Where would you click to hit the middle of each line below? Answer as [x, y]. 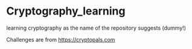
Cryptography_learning [66, 11]
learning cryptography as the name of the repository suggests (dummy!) [96, 28]
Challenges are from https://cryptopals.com [61, 39]
